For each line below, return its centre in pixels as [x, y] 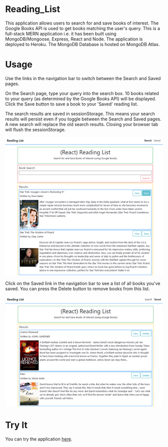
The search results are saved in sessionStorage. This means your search [80, 113]
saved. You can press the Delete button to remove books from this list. [77, 289]
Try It [16, 425]
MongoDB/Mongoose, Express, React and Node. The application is [74, 39]
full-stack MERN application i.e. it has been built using [61, 33]
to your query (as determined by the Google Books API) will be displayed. [81, 98]
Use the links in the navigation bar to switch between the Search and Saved [83, 78]
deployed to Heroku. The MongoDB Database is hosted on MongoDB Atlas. [82, 44]
